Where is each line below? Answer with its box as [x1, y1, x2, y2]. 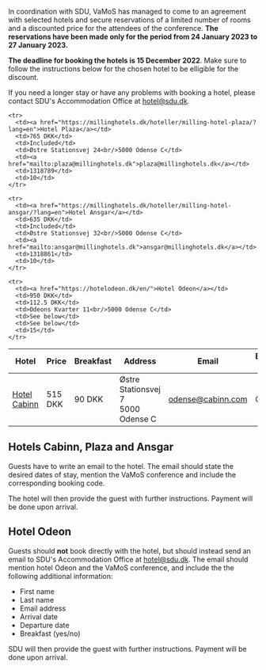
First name [19, 586, 55, 596]
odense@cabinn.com [168, 394, 248, 405]
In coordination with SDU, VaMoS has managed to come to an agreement [8, 7, 247, 16]
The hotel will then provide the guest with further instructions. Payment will [8, 493, 253, 503]
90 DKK [74, 394, 104, 405]
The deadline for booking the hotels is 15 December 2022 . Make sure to [8, 55, 247, 65]
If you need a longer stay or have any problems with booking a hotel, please [8, 88, 256, 97]
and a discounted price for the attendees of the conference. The [8, 24, 219, 32]
